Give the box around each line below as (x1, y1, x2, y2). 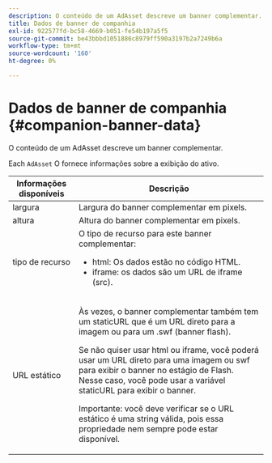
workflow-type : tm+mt (8, 42, 82, 50)
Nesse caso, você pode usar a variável (78, 374, 226, 385)
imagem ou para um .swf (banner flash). (78, 325, 232, 337)
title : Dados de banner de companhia (8, 19, 136, 28)
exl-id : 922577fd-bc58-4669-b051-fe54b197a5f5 (8, 27, 168, 35)
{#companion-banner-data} (8, 117, 202, 134)
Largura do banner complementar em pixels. (78, 202, 247, 213)
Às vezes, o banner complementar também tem (78, 305, 259, 316)
